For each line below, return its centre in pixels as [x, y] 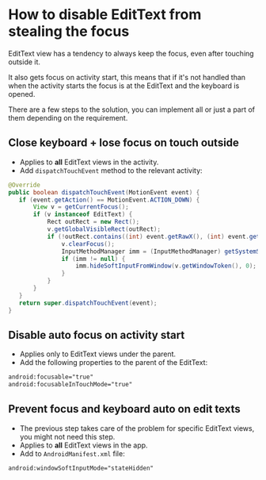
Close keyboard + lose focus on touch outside [124, 143]
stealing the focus [69, 31]
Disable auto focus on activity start [97, 335]
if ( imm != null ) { [93, 259]
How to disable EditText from [105, 15]
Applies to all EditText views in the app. [84, 445]
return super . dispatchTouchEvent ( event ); [88, 303]
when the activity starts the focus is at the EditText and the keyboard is [124, 86]
